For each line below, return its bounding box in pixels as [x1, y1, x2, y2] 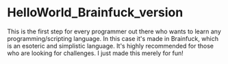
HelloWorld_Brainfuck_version [7, 5, 183, 20]
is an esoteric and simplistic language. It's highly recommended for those [7, 42, 214, 50]
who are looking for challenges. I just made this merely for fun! [7, 49, 183, 57]
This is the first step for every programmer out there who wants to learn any [7, 27, 221, 35]
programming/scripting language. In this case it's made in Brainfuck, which [7, 34, 219, 42]
